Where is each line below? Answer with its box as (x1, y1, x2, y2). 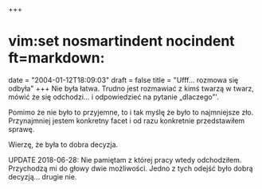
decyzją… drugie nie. (8, 172, 77, 181)
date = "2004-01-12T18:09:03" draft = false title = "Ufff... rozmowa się (8, 75, 239, 84)
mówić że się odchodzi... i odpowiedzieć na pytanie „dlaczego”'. (8, 92, 219, 102)
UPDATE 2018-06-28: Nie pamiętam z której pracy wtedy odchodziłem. (8, 155, 242, 164)
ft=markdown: (8, 49, 105, 67)
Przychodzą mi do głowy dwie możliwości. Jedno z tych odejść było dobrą (8, 164, 253, 173)
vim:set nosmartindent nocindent (8, 33, 235, 50)
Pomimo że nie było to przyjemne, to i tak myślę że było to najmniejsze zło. (8, 107, 254, 117)
